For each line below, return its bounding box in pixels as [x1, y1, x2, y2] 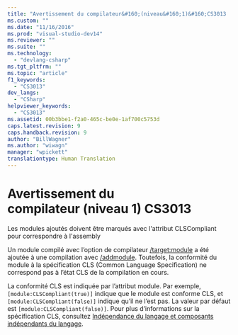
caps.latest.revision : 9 [7, 122, 81, 130]
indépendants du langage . [7, 319, 84, 328]
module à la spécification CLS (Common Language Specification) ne [7, 260, 207, 269]
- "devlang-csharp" [13, 57, 72, 64]
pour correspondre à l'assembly [7, 232, 101, 240]
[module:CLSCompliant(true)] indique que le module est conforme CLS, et [7, 289, 223, 297]
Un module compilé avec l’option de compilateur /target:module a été [7, 245, 209, 254]
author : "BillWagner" [7, 135, 72, 142]
